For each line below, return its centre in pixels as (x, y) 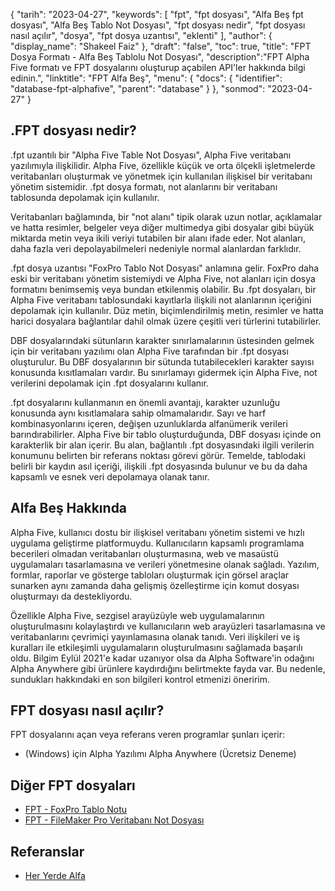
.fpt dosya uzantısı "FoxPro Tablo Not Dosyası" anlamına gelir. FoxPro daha (165, 268)
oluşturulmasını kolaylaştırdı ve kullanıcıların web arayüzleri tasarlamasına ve (168, 626)
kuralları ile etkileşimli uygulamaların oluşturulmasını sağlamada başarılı (156, 647)
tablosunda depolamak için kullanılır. (85, 197)
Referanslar (47, 851)
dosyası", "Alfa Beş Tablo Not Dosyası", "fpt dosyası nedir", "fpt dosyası (158, 25)
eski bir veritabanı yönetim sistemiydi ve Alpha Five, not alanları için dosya (163, 278)
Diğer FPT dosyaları (73, 785)
